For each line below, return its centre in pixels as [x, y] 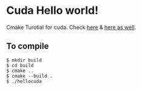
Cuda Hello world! [52, 11]
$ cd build [20, 65]
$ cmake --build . [29, 76]
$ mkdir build [24, 60]
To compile [28, 46]
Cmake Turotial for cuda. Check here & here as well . [71, 27]
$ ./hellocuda [24, 81]
